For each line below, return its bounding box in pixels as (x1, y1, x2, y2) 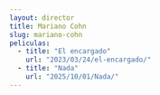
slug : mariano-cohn (9, 30, 83, 39)
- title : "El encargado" (17, 47, 111, 56)
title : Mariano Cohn (9, 22, 88, 31)
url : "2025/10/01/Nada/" (25, 72, 119, 81)
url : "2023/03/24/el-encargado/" (25, 55, 152, 64)
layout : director (9, 13, 75, 23)
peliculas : (9, 38, 51, 48)
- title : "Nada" (17, 64, 79, 73)
